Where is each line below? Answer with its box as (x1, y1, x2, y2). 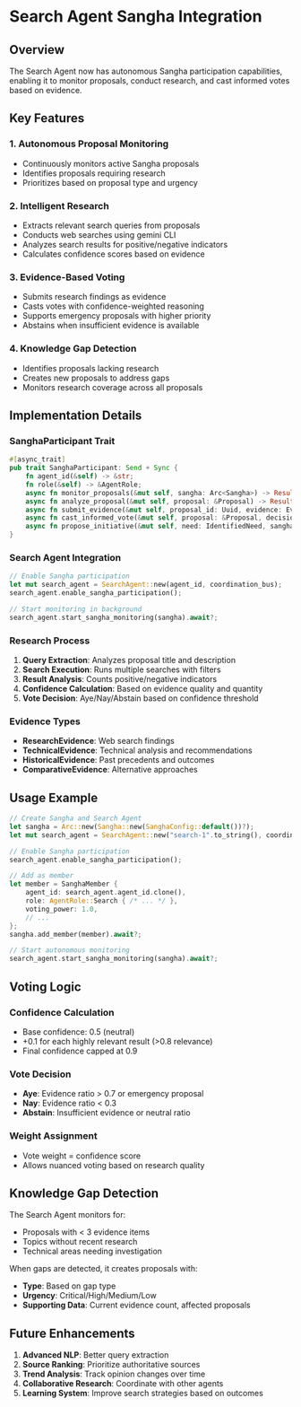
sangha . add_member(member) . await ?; (9, 930, 142, 939)
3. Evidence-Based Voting (9, 271, 125, 284)
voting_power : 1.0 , (25, 904, 99, 913)
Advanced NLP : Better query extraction (21, 1350, 169, 1360)
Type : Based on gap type (21, 1280, 116, 1291)
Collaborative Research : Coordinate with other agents (21, 1378, 224, 1389)
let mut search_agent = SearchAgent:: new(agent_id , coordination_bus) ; (9, 581, 282, 590)
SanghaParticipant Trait (9, 434, 116, 447)
